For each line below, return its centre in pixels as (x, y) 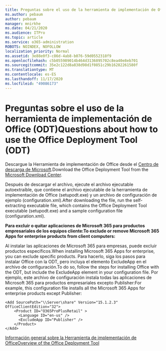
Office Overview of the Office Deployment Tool (52, 343)
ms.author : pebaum (24, 14)
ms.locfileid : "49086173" (32, 83)
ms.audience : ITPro (25, 33)
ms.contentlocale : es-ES (31, 74)
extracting (16, 205)
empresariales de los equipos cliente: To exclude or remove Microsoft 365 (82, 231)
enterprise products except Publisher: (44, 293)
